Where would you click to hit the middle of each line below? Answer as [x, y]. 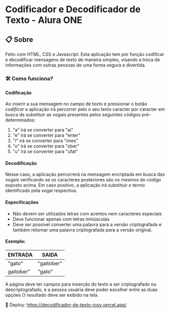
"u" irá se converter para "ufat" [45, 151]
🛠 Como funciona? [29, 78]
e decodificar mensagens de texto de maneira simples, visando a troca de [83, 60]
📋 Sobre [19, 39]
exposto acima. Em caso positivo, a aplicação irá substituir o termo [75, 185]
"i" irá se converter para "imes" [45, 141]
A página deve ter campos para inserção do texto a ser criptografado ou [81, 284]
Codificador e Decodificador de [73, 9]
